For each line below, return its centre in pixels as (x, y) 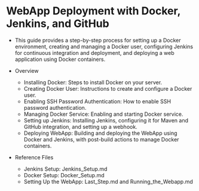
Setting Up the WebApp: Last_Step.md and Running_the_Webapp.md (108, 181)
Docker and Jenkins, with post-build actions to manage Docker (101, 139)
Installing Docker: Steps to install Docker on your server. (93, 82)
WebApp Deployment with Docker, (94, 11)
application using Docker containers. (60, 59)
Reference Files (34, 157)
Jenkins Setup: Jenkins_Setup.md (65, 169)
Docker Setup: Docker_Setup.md (64, 175)
